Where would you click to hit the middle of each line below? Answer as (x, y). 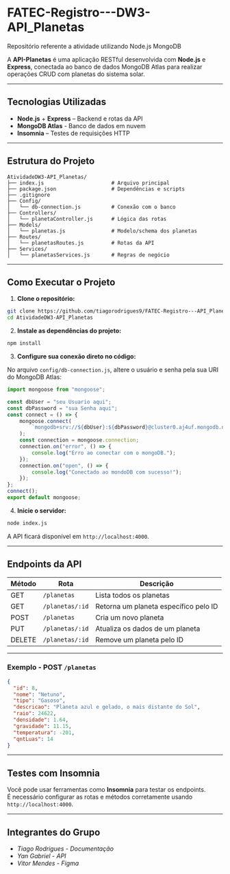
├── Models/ (24, 225)
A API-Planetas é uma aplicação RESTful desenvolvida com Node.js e (106, 59)
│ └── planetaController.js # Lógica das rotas (87, 219)
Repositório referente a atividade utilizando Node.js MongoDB (94, 46)
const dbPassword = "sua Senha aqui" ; (62, 408)
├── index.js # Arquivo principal (88, 183)
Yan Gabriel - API (41, 856)
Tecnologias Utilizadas (57, 102)
